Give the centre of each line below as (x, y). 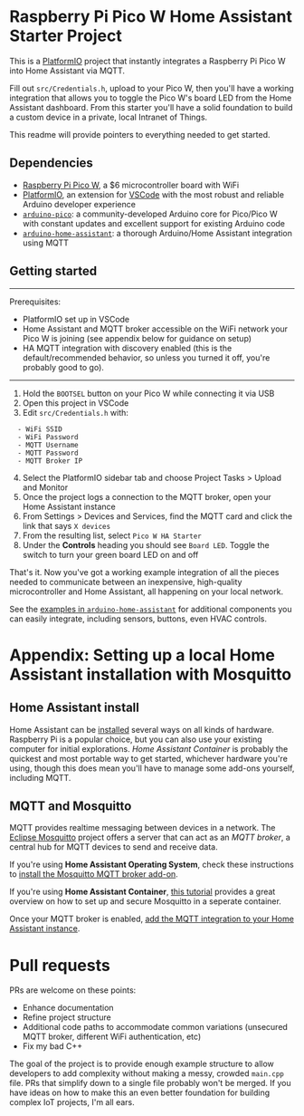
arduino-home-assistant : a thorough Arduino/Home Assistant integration (157, 233)
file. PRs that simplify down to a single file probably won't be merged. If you (150, 1083)
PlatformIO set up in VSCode (76, 319)
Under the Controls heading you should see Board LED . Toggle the (146, 544)
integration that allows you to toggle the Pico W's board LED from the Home (151, 98)
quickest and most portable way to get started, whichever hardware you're (148, 758)
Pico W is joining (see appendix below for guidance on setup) (137, 338)
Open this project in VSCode (76, 403)
